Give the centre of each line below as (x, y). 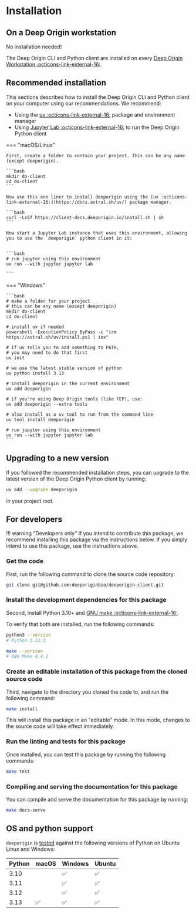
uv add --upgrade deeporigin (42, 489)
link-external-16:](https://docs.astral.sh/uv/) (67, 202)
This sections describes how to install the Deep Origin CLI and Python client (98, 97)
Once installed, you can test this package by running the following (86, 754)
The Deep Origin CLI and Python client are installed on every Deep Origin (94, 58)
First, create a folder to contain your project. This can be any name (95, 155)
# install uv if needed (35, 327)
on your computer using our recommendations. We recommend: (84, 103)
